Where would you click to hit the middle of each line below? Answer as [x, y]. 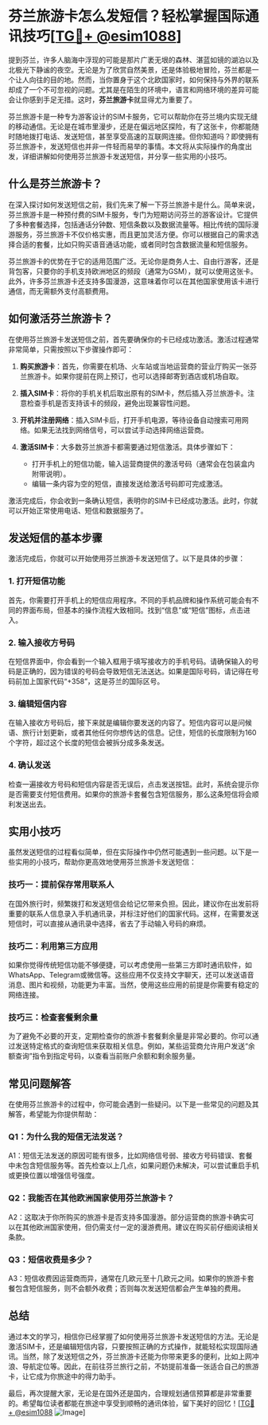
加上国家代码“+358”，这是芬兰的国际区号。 [93, 681]
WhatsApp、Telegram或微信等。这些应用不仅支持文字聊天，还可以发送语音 [131, 974]
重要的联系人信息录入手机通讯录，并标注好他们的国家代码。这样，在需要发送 [134, 913]
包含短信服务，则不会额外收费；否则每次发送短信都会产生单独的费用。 [130, 1288]
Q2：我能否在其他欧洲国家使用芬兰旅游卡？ [91, 1198]
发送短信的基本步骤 [55, 538]
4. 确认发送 [29, 765]
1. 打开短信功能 [37, 581]
